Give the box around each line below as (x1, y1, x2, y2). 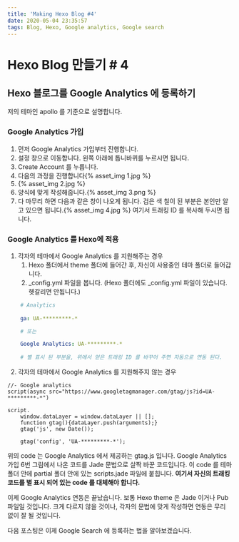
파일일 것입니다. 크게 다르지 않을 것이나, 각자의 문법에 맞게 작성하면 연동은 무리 (7, 502, 226, 511)
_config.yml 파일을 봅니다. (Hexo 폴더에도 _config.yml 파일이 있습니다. (28, 278, 228, 287)
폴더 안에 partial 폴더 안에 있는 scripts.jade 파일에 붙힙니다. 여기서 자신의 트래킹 (7, 469, 230, 478)
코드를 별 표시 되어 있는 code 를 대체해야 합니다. (7, 479, 141, 487)
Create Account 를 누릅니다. (17, 162, 98, 171)
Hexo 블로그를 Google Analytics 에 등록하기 (7, 87, 196, 99)
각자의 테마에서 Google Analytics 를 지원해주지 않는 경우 (17, 368, 177, 377)
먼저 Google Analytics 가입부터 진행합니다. (17, 144, 139, 153)
